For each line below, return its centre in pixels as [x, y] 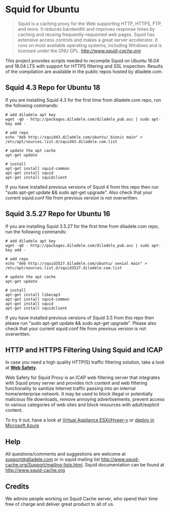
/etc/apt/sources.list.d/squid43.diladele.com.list [61, 142]
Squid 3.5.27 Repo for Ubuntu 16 [58, 214]
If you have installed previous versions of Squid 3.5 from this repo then [80, 318]
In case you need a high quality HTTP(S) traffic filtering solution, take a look [85, 362]
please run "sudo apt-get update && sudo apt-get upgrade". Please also [81, 323]
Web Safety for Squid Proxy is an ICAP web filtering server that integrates [83, 377]
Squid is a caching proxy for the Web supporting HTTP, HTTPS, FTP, [90, 24]
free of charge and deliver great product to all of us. [60, 504]
